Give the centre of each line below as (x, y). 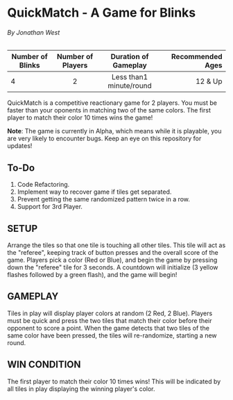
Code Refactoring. (43, 185)
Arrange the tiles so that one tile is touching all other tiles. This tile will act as (116, 245)
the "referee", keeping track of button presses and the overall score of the (113, 253)
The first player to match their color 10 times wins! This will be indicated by (114, 381)
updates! (20, 146)
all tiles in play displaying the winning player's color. (81, 389)
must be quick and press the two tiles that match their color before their (110, 320)
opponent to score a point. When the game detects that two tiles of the (109, 328)
